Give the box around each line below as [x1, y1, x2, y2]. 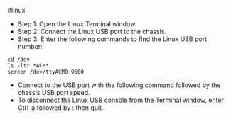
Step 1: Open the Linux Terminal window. [17, 20, 137, 28]
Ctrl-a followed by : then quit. [17, 103, 104, 112]
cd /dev [7, 56, 31, 63]
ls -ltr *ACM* [7, 62, 50, 69]
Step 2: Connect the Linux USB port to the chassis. [17, 28, 167, 35]
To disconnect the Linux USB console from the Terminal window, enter [17, 96, 224, 104]
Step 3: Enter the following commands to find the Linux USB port [17, 35, 208, 43]
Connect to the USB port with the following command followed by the [17, 81, 221, 89]
